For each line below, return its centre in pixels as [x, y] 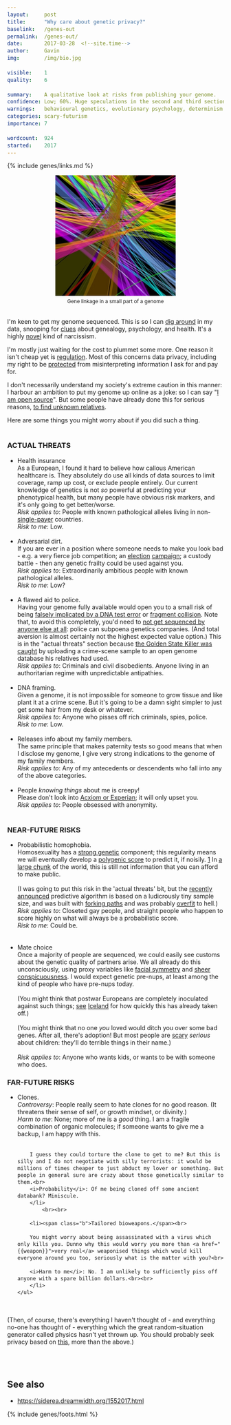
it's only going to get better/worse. [66, 504]
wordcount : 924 [30, 138]
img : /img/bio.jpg [44, 59]
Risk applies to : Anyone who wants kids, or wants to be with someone [116, 1057]
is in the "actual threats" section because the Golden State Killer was [114, 644]
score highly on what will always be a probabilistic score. [98, 918]
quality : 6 [27, 80]
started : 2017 [32, 145]
